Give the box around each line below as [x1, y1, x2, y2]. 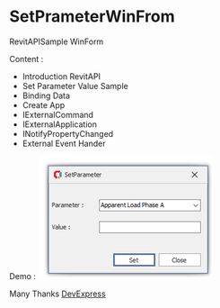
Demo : [9, 270, 36, 281]
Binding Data [22, 90, 70, 101]
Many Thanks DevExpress [9, 288, 106, 299]
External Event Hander [22, 138, 106, 149]
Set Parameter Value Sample [22, 80, 128, 91]
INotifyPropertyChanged [22, 128, 114, 139]
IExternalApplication [22, 119, 97, 130]
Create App [22, 99, 66, 110]
